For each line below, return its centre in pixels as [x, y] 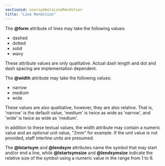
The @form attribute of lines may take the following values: [65, 28]
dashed [20, 38]
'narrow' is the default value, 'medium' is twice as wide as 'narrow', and [78, 113]
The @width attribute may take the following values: [58, 78]
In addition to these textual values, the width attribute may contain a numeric [83, 127]
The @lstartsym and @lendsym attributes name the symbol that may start [81, 147]
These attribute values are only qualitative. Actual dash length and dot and [81, 63]
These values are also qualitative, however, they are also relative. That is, [79, 107]
